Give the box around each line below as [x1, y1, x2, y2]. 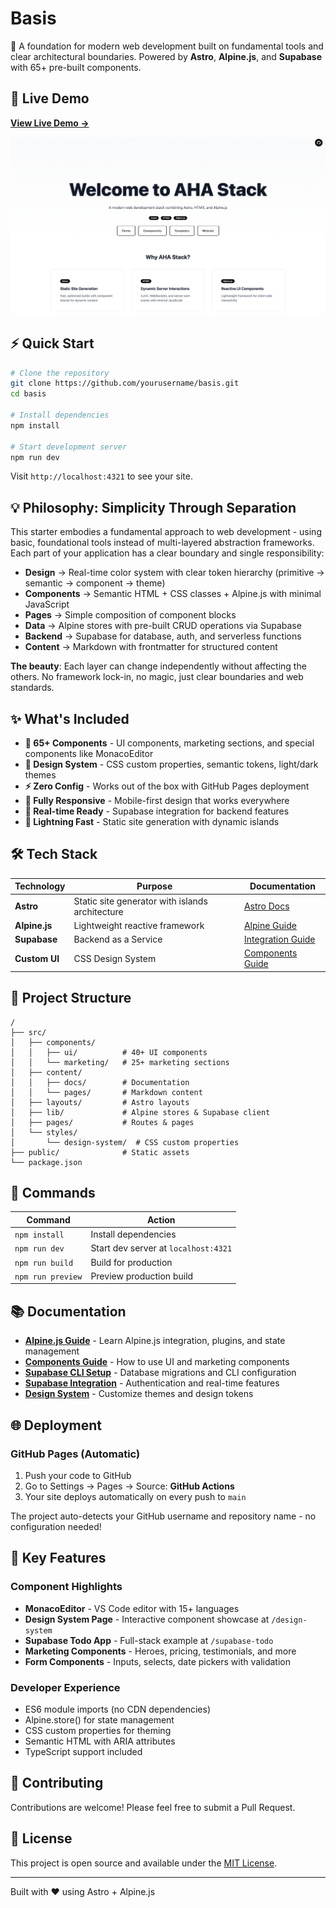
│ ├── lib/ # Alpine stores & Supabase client [10, 1107, 271, 1117]
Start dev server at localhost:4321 [90, 1242, 233, 1254]
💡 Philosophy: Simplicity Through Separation [10, 499, 297, 516]
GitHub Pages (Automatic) [10, 1447, 141, 1461]
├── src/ [10, 1027, 47, 1037]
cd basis [10, 389, 47, 399]
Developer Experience [10, 1680, 121, 1694]
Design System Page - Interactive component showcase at [24, 1613, 270, 1625]
